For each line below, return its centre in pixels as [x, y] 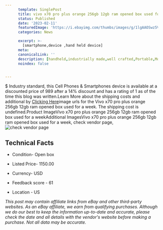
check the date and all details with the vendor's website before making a [78, 217]
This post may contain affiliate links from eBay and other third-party [73, 201]
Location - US [26, 192]
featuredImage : [33, 28]
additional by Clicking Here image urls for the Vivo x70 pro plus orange [75, 102]
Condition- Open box [33, 154]
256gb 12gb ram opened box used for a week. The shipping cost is [72, 107]
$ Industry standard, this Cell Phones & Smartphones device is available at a [81, 86]
